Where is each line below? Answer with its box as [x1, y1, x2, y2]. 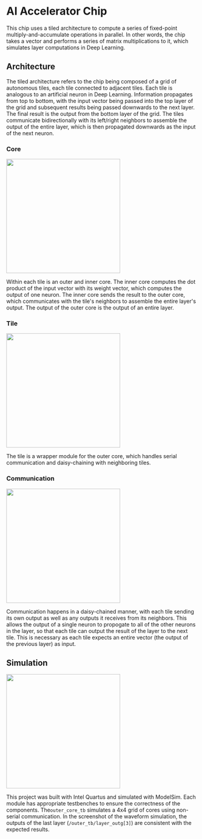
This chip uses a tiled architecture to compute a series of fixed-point [6, 24, 178, 32]
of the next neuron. [6, 129, 55, 136]
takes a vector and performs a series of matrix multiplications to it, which [6, 37, 189, 44]
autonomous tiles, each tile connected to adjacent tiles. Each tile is [6, 84, 173, 91]
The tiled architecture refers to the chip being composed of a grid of [6, 77, 177, 85]
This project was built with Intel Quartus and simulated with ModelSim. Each [6, 793, 196, 801]
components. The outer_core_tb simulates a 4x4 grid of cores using [6, 806, 175, 814]
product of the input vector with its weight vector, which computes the [6, 285, 182, 292]
